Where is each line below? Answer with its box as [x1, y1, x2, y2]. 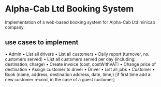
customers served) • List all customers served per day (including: [5, 56, 136, 62]
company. [5, 24, 25, 30]
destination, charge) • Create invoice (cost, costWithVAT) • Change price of [5, 61, 156, 67]
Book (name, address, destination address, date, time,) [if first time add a [5, 71, 151, 77]
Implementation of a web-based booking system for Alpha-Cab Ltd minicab [5, 19, 156, 25]
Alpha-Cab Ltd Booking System [5, 3, 134, 14]
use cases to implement [5, 38, 79, 47]
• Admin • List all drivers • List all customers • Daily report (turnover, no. [5, 51, 150, 57]
